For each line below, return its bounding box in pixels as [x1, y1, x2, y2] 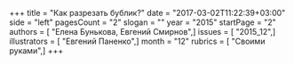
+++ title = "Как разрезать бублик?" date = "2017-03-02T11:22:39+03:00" [9, 8, 286, 18]
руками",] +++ [9, 45, 64, 56]
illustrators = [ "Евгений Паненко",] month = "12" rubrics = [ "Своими [9, 36, 266, 46]
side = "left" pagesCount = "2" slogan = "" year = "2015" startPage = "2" [9, 17, 277, 28]
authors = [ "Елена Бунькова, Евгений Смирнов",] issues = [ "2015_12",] [9, 27, 276, 37]
